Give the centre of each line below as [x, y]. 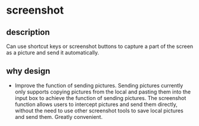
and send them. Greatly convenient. [59, 117]
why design [28, 71]
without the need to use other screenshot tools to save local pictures [99, 111]
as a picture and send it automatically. [53, 53]
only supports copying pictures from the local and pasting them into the [103, 92]
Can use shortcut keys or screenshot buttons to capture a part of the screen [100, 46]
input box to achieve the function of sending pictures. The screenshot [100, 98]
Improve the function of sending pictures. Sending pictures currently [99, 85]
